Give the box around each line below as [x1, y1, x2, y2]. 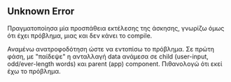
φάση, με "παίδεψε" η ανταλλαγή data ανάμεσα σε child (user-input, [7, 52, 209, 60]
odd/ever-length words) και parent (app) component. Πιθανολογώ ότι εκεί [7, 59, 223, 68]
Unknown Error [7, 6, 75, 17]
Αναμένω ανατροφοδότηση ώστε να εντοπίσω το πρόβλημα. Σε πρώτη [7, 44, 215, 53]
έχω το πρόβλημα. [7, 67, 61, 75]
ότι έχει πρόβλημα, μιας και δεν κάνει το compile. [7, 31, 153, 40]
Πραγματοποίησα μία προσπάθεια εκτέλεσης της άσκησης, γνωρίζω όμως [7, 24, 225, 32]
